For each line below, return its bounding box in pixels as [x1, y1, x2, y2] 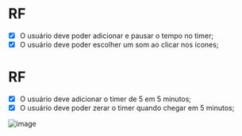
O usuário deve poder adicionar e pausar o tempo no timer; [19, 31, 214, 40]
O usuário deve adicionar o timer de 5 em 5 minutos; [19, 94, 192, 104]
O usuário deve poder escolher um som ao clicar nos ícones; [19, 40, 219, 49]
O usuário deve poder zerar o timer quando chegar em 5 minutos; [19, 104, 235, 113]
